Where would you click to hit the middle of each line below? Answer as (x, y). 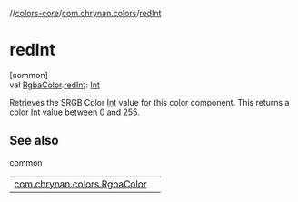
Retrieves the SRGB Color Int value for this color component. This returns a (149, 102)
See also (34, 141)
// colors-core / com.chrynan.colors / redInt (85, 13)
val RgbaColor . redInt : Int (55, 85)
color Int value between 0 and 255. (74, 112)
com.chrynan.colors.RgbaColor (80, 184)
